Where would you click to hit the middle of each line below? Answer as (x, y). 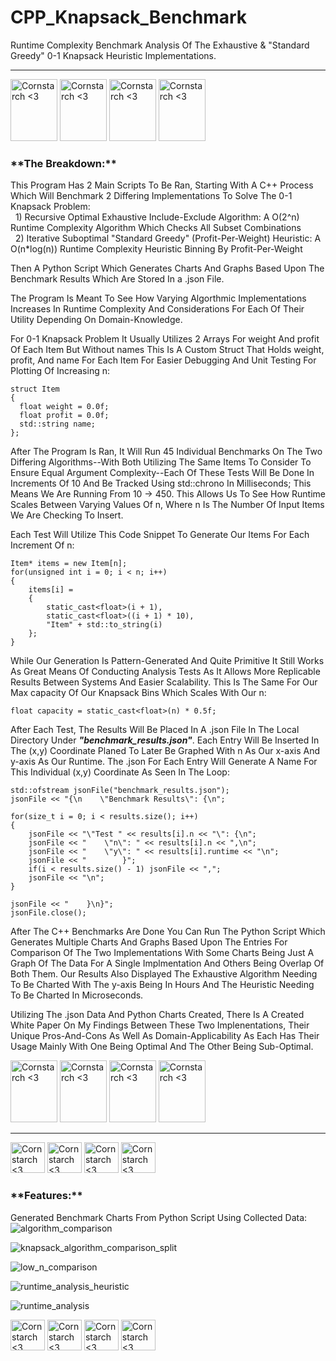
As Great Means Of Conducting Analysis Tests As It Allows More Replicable (165, 672)
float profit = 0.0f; (64, 416)
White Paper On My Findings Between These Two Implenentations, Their (160, 1025)
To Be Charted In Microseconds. (77, 995)
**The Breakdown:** (63, 163)
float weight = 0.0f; (64, 407)
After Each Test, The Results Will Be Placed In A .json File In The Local (155, 730)
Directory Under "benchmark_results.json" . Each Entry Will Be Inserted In (165, 740)
